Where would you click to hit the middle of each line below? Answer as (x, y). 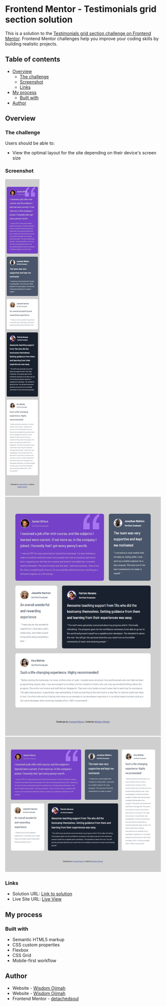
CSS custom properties (36, 945)
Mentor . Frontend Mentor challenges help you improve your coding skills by (82, 39)
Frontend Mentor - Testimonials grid (81, 9)
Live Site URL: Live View (37, 899)
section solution (39, 20)
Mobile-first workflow (34, 960)
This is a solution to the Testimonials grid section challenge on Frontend (78, 33)
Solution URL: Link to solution (42, 894)
